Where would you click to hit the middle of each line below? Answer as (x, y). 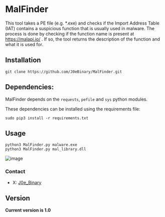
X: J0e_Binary (27, 182)
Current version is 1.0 (28, 210)
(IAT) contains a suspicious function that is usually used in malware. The (80, 28)
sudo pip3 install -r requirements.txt (47, 118)
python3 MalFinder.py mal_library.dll (46, 149)
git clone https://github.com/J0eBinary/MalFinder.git (64, 72)
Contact (15, 171)
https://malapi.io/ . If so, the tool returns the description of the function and (83, 39)
